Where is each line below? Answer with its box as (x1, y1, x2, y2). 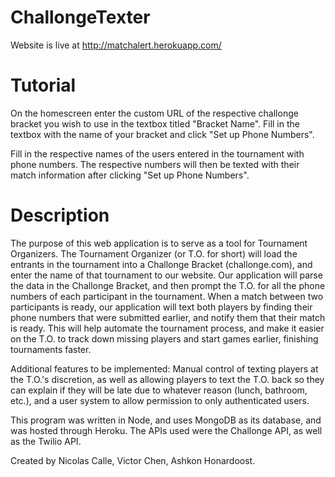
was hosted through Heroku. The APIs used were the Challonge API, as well (10, 424, 323, 436)
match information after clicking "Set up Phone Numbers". (10, 169, 250, 181)
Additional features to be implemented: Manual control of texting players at (10, 362, 319, 375)
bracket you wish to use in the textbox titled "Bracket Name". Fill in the (10, 117, 300, 130)
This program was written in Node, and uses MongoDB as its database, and (10, 414, 322, 426)
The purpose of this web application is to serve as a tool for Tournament (10, 237, 308, 249)
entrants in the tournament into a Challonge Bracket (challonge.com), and (10, 258, 313, 270)
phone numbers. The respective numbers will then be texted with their (10, 158, 300, 170)
